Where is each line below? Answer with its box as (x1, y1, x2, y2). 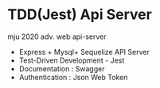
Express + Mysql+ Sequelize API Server (18, 47, 150, 56)
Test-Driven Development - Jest (18, 55, 125, 65)
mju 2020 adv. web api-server (7, 32, 107, 41)
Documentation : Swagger (18, 63, 105, 73)
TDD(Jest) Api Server (7, 6, 152, 24)
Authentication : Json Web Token (18, 72, 128, 82)
